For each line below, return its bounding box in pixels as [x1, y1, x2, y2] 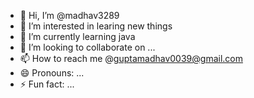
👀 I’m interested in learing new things [19, 20, 173, 32]
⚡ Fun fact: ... [19, 78, 75, 90]
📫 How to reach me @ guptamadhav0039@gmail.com [19, 53, 243, 64]
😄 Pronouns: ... [19, 67, 85, 79]
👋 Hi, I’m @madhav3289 [19, 10, 120, 21]
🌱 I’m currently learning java [19, 31, 136, 42]
